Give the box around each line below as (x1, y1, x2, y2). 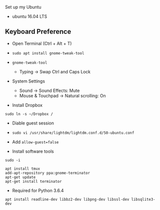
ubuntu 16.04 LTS (12, 14, 47, 19)
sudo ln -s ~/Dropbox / (5, 111, 53, 116)
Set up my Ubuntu (5, 4, 41, 10)
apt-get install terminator (5, 179, 62, 184)
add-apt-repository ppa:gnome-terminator (5, 170, 90, 175)
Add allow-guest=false (12, 139, 59, 145)
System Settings (12, 78, 45, 84)
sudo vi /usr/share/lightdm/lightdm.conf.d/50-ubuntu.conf (12, 130, 135, 135)
